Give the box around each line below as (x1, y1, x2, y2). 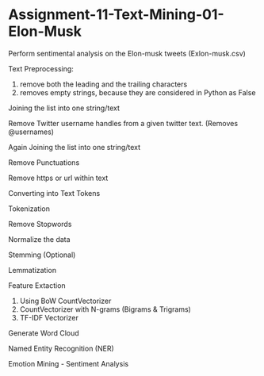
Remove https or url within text (8, 173, 109, 182)
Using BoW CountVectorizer (19, 296, 112, 305)
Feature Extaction (8, 280, 66, 290)
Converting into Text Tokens (8, 188, 101, 198)
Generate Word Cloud (8, 328, 79, 338)
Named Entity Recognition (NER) (8, 343, 115, 353)
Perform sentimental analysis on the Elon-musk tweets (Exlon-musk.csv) (8, 48, 246, 58)
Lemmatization (8, 265, 57, 274)
